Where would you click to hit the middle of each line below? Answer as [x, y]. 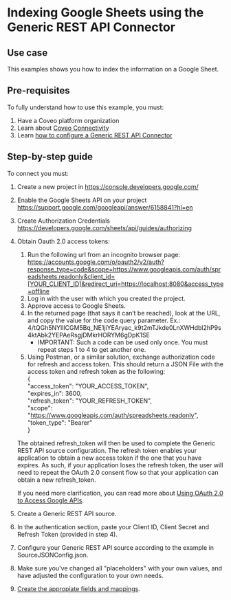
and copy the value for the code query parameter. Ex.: [104, 320]
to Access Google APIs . [51, 500]
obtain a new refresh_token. [56, 480]
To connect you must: [38, 173]
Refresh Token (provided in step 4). [67, 534]
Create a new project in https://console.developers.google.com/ [108, 186]
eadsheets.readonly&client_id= [71, 276]
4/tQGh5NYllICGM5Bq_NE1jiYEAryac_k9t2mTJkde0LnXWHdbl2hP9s [124, 327]
